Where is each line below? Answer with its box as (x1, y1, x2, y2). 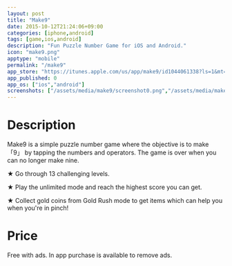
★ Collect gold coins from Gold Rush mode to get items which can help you (7, 197, 223, 205)
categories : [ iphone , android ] (7, 29, 95, 37)
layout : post (7, 10, 45, 17)
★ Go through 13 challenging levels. (7, 170, 110, 178)
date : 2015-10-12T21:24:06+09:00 (7, 23, 104, 30)
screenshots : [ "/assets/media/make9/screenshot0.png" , (7, 87, 168, 94)
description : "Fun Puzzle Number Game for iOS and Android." (7, 42, 187, 49)
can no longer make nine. (7, 157, 79, 165)
